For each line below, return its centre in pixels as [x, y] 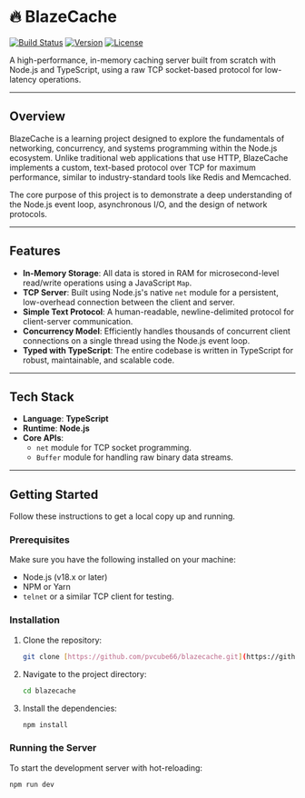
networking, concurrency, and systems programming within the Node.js [143, 148]
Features [35, 251]
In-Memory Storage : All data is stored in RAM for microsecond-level [151, 273]
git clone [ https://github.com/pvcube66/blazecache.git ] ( [134, 656]
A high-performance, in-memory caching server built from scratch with [143, 60]
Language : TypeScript [65, 419]
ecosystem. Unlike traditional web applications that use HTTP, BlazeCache [149, 157]
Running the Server [53, 748]
